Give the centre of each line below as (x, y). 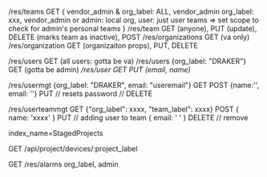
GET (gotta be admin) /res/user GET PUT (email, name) (99, 70)
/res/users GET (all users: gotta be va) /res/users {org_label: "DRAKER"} (127, 61)
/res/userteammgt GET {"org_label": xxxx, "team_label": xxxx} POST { (123, 109)
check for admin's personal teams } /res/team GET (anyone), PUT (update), (133, 28)
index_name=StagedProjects (56, 133)
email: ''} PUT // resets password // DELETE (81, 94)
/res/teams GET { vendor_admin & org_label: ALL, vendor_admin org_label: (131, 12)
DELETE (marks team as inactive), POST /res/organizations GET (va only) (129, 37)
